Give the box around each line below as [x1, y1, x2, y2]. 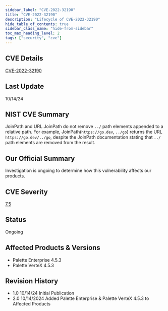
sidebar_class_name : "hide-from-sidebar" [5, 26, 94, 31]
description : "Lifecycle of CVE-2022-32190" [5, 17, 100, 22]
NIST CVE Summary [5, 110, 70, 118]
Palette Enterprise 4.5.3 [12, 257, 62, 263]
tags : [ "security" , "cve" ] [5, 36, 62, 41]
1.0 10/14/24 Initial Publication [12, 290, 75, 296]
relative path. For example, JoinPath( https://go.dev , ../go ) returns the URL [5, 129, 162, 135]
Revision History [5, 277, 59, 285]
